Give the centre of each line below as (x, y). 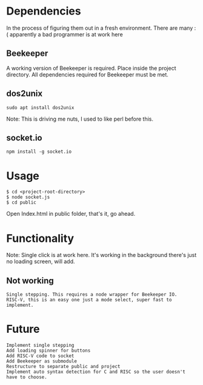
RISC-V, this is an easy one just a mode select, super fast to (89, 300)
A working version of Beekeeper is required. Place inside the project (91, 68)
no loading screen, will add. (41, 261)
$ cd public (21, 203)
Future (23, 329)
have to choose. (27, 377)
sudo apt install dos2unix (40, 107)
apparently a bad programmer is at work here (66, 34)
